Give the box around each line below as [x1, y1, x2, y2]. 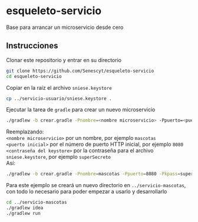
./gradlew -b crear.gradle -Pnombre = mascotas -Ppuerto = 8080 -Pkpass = [6, 171, 181, 177]
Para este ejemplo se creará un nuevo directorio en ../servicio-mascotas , [6, 182, 186, 189]
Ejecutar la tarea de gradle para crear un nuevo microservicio [6, 106, 156, 113]
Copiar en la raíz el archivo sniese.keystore [6, 84, 112, 91]
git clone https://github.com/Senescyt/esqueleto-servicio [6, 68, 154, 74]
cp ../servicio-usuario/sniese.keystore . [6, 96, 112, 102]
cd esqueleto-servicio [6, 73, 62, 79]
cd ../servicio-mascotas [6, 200, 67, 205]
